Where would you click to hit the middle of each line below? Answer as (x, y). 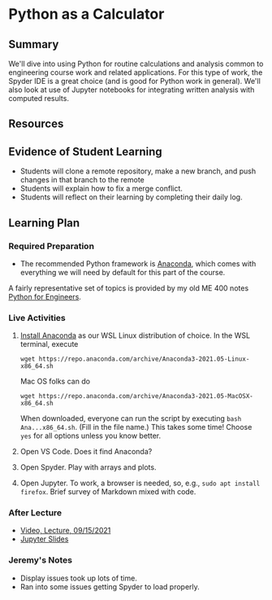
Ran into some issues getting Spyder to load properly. (110, 586)
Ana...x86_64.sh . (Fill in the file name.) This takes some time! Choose (136, 427)
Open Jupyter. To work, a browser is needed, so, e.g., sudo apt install (140, 483)
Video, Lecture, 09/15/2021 (65, 531)
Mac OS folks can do (55, 381)
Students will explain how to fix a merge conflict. (101, 189)
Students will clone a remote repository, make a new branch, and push (138, 171)
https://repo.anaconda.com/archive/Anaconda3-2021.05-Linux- (144, 359)
